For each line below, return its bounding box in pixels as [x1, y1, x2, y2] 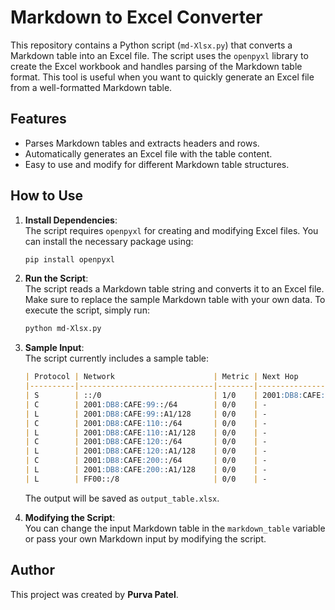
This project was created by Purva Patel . [10, 588, 179, 600]
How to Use [10, 187, 84, 205]
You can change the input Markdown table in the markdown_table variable [24, 522, 326, 534]
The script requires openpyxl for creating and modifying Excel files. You [24, 224, 319, 236]
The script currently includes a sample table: [24, 352, 210, 365]
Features [10, 111, 67, 128]
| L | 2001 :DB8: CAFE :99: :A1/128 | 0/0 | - [24, 409, 268, 419]
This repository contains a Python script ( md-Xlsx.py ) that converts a [10, 39, 293, 51]
